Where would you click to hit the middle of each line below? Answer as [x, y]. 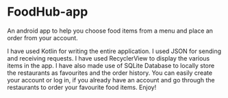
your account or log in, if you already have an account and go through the [111, 80]
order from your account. [43, 37]
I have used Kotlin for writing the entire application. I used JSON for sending [114, 51]
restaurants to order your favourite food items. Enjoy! [82, 87]
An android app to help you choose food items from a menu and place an [110, 31]
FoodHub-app [48, 12]
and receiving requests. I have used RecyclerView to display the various [109, 58]
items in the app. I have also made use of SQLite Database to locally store [111, 65]
